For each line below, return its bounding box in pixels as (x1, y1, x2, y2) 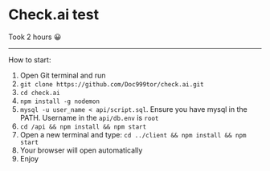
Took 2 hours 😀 (8, 32, 62, 42)
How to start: (8, 54, 51, 65)
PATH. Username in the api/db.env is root (19, 113, 159, 122)
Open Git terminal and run (19, 70, 106, 80)
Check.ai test (8, 6, 99, 24)
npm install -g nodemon (19, 97, 100, 105)
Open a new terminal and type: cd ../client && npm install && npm (19, 129, 247, 139)
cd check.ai (19, 89, 60, 97)
